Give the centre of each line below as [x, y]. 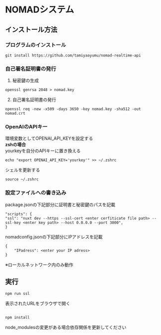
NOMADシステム [40, 10]
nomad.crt [15, 113]
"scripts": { [19, 214]
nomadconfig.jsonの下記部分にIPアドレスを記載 [54, 237]
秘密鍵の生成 [25, 81]
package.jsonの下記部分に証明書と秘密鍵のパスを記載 [60, 204]
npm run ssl [17, 293]
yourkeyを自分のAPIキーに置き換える [43, 151]
